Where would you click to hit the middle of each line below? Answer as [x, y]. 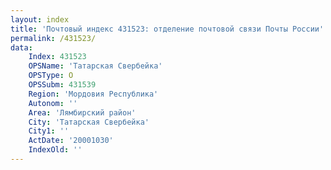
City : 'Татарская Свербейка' [89, 122]
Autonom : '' [53, 103]
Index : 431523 [57, 57]
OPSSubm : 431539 [62, 85]
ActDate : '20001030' [71, 141]
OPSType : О [51, 76]
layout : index [40, 19]
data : [21, 47]
